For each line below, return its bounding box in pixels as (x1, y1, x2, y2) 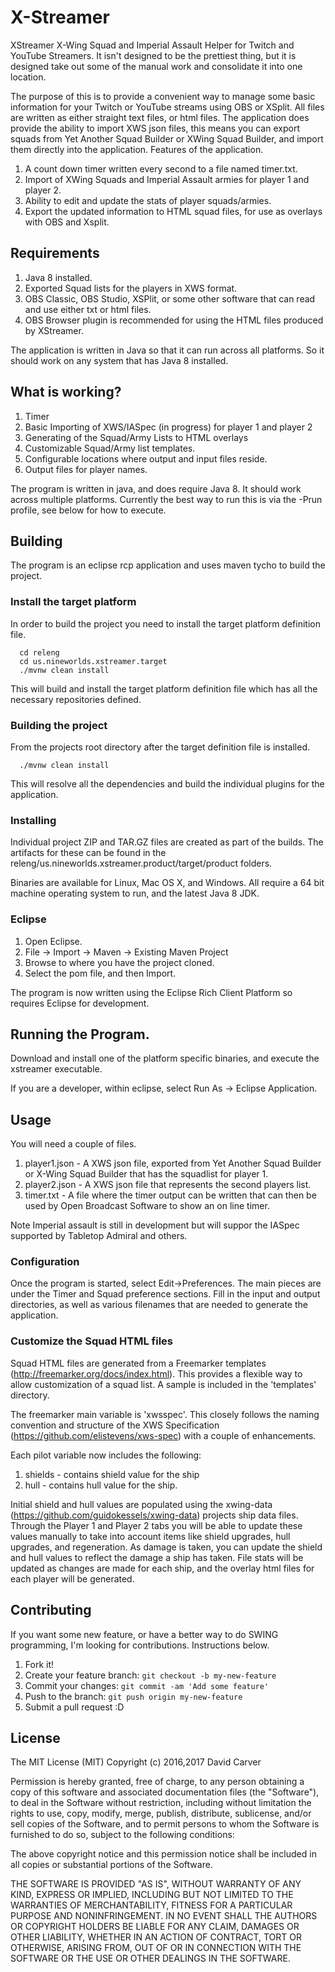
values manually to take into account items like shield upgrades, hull (10, 1530, 291, 1542)
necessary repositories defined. (10, 693, 142, 705)
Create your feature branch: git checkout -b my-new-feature (24, 1669, 277, 1681)
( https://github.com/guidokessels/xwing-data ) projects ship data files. (10, 1509, 299, 1521)
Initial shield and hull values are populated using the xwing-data (10, 1498, 273, 1510)
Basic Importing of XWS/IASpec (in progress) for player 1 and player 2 (24, 421, 313, 433)
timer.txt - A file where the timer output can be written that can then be (24, 1189, 317, 1201)
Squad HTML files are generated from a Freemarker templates (10, 1357, 267, 1369)
